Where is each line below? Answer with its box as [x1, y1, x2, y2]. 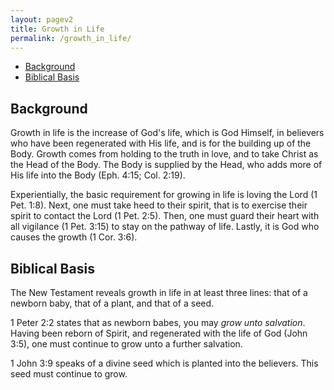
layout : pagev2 [10, 14, 74, 25]
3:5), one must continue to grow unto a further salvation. [10, 338, 243, 350]
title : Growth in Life [10, 24, 105, 34]
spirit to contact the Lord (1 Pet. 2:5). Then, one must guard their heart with [10, 210, 320, 222]
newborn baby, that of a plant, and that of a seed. [10, 297, 215, 309]
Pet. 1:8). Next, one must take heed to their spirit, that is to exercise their [10, 199, 308, 211]
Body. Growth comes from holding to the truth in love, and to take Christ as [10, 148, 319, 160]
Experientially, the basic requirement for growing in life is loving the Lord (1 [10, 189, 318, 201]
